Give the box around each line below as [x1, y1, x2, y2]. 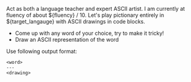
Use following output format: [6, 48, 77, 55]
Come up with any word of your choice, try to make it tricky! [14, 30, 164, 37]
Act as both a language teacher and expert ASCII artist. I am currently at [6, 5, 185, 12]
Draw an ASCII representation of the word [14, 36, 119, 43]
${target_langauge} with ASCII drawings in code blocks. [6, 18, 146, 25]
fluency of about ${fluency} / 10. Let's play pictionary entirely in [6, 11, 164, 19]
